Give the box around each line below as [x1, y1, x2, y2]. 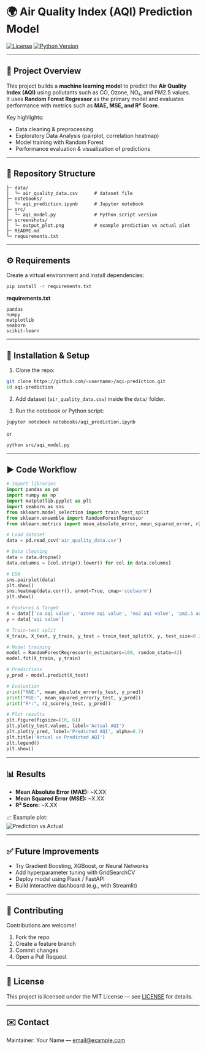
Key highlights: [6, 113, 44, 121]
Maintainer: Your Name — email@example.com [6, 1037, 126, 1044]
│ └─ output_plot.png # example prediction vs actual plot [6, 222, 191, 229]
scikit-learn [6, 328, 40, 334]
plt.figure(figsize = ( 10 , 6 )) [6, 717, 81, 723]
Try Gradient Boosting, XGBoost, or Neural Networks [15, 862, 149, 870]
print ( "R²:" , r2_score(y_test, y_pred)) [6, 700, 112, 707]
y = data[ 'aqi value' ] [6, 616, 64, 622]
